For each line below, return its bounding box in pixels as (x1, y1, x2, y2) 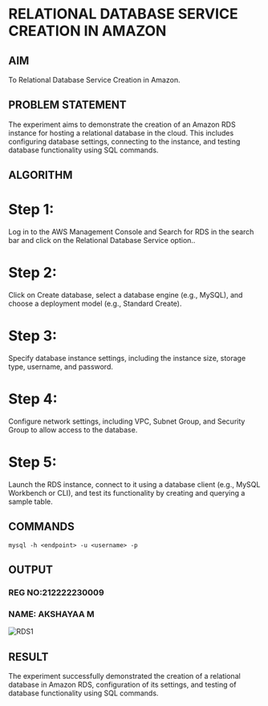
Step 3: (8, 327, 58, 345)
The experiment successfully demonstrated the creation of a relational (8, 672, 241, 681)
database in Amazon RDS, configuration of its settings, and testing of (8, 680, 237, 690)
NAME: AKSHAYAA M (8, 608, 95, 619)
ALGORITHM (8, 168, 73, 182)
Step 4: (8, 390, 58, 408)
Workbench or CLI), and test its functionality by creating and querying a (8, 488, 246, 497)
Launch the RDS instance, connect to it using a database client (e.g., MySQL (8, 479, 261, 489)
